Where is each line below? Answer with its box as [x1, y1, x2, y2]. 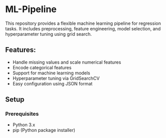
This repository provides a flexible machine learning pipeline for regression [5, 20, 161, 26]
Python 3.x [12, 122, 35, 128]
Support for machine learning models [12, 70, 90, 76]
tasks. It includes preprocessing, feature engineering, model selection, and [5, 25, 161, 31]
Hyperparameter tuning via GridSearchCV [12, 75, 100, 81]
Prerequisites [5, 110, 39, 117]
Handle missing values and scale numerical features [12, 59, 121, 65]
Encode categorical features [12, 64, 72, 70]
